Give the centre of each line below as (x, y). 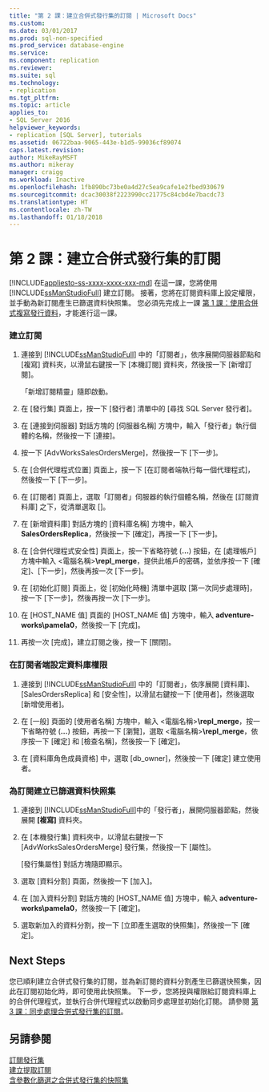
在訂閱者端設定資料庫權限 (58, 665)
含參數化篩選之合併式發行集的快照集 (69, 1080)
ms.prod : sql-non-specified (56, 38)
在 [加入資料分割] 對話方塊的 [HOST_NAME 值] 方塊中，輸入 (119, 898)
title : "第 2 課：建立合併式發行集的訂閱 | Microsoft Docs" (103, 16)
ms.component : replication (54, 61)
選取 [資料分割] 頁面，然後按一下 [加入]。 (88, 881)
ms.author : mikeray (42, 165)
